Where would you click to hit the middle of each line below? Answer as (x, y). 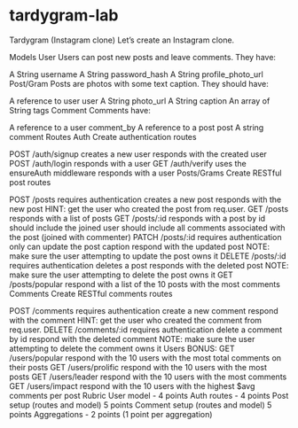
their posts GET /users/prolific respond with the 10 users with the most (138, 367)
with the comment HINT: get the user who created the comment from (136, 320)
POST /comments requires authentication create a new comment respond (144, 310)
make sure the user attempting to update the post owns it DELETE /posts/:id (148, 256)
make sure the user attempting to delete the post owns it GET (121, 275)
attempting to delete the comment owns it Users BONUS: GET (122, 348)
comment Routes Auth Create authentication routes (103, 136)
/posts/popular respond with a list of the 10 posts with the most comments (145, 284)
